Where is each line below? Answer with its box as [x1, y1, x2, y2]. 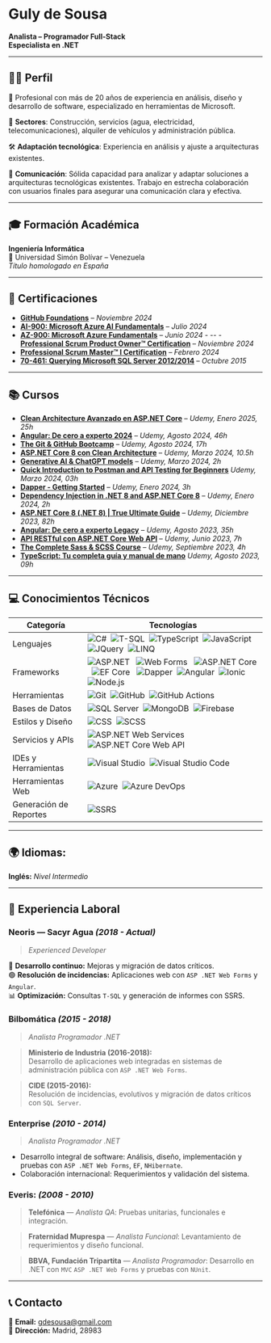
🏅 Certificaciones [8, 292, 98, 305]
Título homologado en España [8, 260, 109, 271]
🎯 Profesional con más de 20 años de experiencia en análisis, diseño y [8, 92, 243, 102]
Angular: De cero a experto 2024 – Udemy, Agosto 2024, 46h [19, 431, 227, 440]
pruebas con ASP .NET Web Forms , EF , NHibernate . [19, 1160, 183, 1170]
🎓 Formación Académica [8, 218, 140, 232]
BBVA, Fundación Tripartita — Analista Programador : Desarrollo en [27, 1256, 255, 1265]
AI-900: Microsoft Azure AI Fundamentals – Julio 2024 [19, 322, 207, 331]
